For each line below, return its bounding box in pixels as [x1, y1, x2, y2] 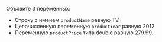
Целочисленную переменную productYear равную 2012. [14, 23, 157, 30]
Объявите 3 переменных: [6, 5, 71, 12]
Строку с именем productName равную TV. [14, 17, 120, 23]
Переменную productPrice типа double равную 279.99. [14, 29, 154, 36]
